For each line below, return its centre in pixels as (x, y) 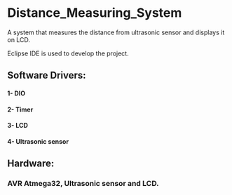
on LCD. (19, 39)
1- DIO (16, 93)
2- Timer (20, 109)
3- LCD (18, 126)
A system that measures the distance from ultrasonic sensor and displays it (116, 32)
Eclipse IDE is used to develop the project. (68, 53)
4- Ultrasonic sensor (38, 141)
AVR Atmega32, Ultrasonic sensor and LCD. (83, 184)
